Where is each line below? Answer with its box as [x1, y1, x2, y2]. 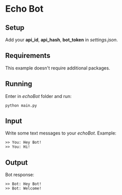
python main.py [5, 103, 37, 108]
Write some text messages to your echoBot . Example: [5, 130, 117, 136]
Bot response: [5, 172, 34, 178]
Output [5, 158, 28, 167]
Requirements [5, 51, 50, 60]
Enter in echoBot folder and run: [5, 93, 72, 99]
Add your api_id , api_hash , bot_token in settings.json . [5, 37, 118, 43]
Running [5, 80, 33, 88]
